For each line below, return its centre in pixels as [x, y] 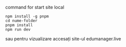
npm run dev [18, 29]
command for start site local [35, 7]
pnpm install [19, 25]
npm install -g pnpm [27, 16]
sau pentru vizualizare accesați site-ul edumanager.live [63, 39]
